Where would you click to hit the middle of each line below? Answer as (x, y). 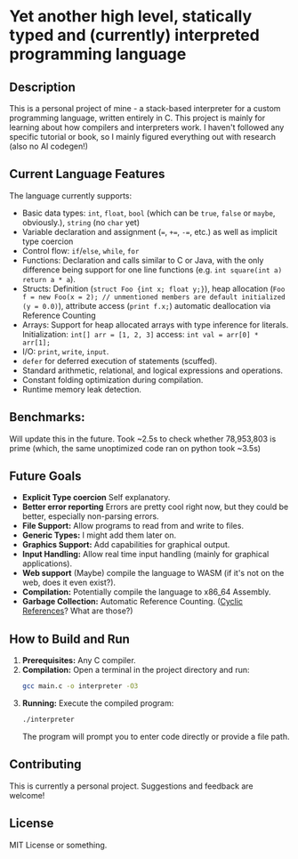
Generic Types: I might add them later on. (99, 535)
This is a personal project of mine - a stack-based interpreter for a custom (145, 108)
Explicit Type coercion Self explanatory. (96, 498)
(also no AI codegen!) (49, 146)
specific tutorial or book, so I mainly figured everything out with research (143, 137)
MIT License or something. (58, 845)
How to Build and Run (70, 639)
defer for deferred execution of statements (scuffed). (120, 361)
